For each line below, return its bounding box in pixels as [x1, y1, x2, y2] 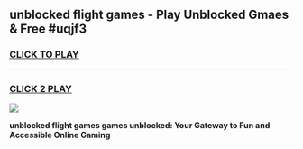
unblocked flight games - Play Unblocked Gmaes [9, 7, 289, 23]
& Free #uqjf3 [9, 22, 87, 37]
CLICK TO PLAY [9, 49, 79, 61]
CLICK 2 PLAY [9, 82, 72, 95]
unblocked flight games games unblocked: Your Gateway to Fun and [9, 119, 271, 130]
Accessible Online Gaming [9, 129, 111, 140]
